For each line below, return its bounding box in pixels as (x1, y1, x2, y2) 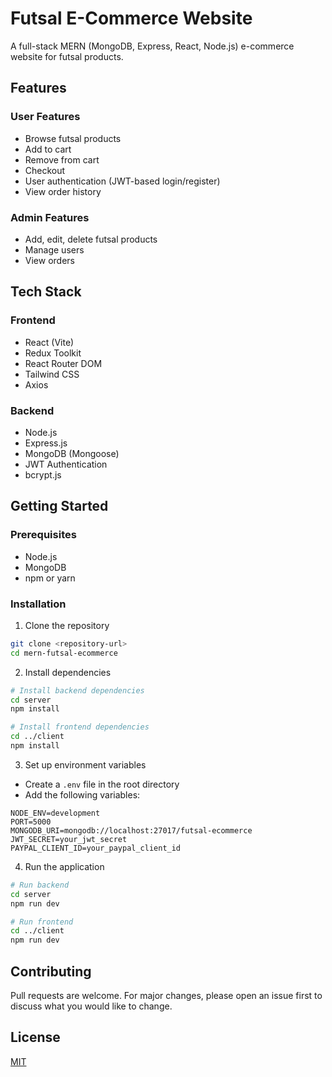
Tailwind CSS (24, 368, 80, 380)
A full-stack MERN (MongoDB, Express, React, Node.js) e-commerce (10, 40, 295, 52)
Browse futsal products (24, 132, 122, 144)
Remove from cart (24, 153, 100, 166)
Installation (10, 597, 67, 611)
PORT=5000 (10, 817, 52, 827)
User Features (10, 110, 81, 124)
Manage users (24, 243, 85, 256)
